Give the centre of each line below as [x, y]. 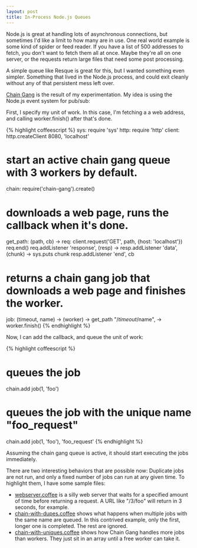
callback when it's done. [67, 225]
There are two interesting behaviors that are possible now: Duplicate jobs [95, 471]
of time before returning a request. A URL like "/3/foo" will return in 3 [98, 501]
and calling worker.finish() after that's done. [59, 118]
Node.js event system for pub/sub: [48, 100]
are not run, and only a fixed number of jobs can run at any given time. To [95, 477]
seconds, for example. [42, 507]
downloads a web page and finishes [96, 291]
